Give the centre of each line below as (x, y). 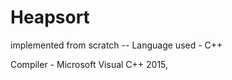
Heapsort (50, 17)
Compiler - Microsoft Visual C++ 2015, (89, 64)
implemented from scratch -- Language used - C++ (116, 45)
